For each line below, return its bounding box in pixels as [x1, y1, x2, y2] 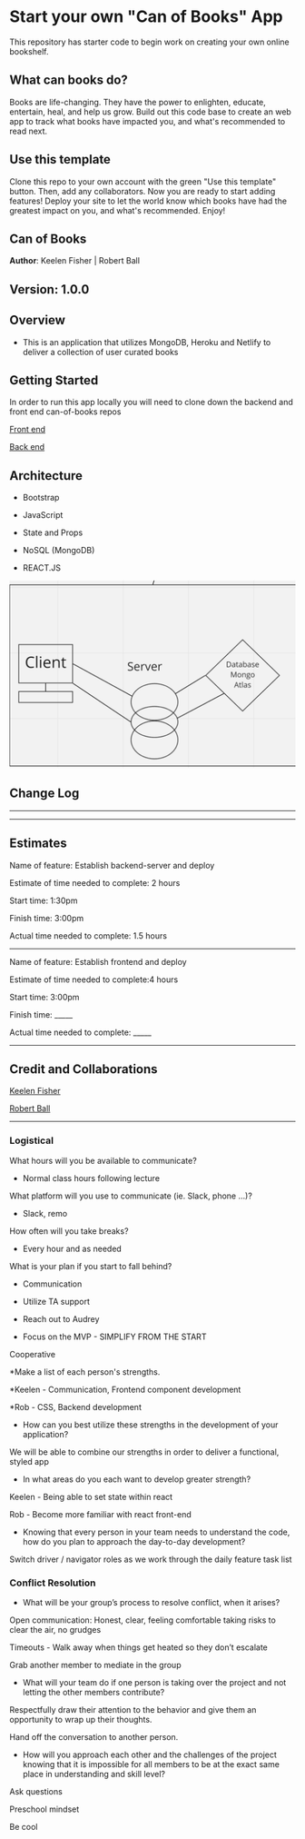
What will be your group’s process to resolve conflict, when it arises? [22, 1597, 280, 1607]
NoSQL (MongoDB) [22, 545, 95, 556]
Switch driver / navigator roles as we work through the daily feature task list [9, 1554, 292, 1565]
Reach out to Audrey [22, 1313, 100, 1324]
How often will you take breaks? [9, 1225, 129, 1237]
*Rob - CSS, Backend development [9, 1401, 143, 1412]
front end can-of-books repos [9, 406, 122, 417]
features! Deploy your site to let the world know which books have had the [9, 195, 288, 206]
